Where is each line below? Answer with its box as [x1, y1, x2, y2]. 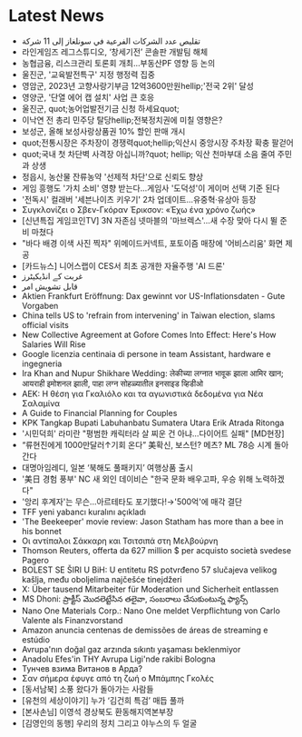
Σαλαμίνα [21, 397, 61, 409]
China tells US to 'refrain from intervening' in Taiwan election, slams [21, 310, 276, 321]
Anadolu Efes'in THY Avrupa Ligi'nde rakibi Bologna [21, 653, 216, 664]
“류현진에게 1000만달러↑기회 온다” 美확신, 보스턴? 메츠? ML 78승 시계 [21, 439, 273, 450]
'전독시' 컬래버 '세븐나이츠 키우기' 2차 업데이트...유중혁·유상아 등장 [21, 194, 257, 204]
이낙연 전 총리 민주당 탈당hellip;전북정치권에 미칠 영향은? [21, 115, 223, 125]
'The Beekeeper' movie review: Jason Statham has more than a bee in [21, 515, 284, 527]
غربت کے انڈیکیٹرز [21, 270, 83, 282]
